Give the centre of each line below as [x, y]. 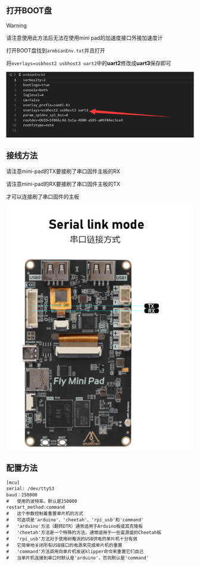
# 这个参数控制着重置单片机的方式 [45, 514]
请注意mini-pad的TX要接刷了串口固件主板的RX [63, 171]
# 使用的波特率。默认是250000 [42, 502]
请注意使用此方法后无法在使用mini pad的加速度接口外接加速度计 [85, 38]
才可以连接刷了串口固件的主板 [43, 196]
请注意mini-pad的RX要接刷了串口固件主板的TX [63, 184]
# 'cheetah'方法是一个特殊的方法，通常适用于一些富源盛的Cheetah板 [84, 533]
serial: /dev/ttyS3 [30, 489]
